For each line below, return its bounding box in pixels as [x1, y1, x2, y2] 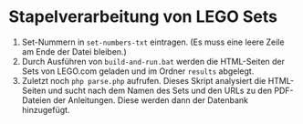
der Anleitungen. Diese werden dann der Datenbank [53, 94, 248, 106]
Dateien [21, 94, 52, 106]
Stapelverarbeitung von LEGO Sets [8, 6, 277, 27]
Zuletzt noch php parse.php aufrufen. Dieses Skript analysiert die [21, 75, 266, 86]
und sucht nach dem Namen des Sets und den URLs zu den [47, 85, 273, 96]
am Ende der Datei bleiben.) [21, 46, 127, 57]
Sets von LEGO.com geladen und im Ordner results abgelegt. [21, 66, 255, 77]
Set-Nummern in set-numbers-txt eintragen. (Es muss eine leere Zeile [21, 36, 285, 47]
